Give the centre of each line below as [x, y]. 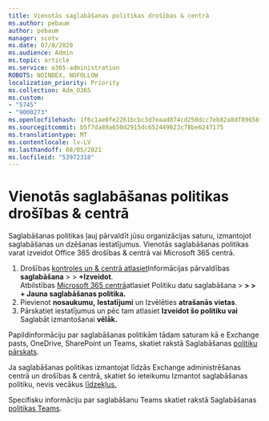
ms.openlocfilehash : [43, 120]
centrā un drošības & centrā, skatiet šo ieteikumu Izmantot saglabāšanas [128, 376]
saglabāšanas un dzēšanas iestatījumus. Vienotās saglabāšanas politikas [129, 244]
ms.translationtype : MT [48, 134]
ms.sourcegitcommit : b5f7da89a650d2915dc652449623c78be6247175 [116, 127]
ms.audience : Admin [41, 53]
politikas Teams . [35, 408]
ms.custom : [26, 98]
